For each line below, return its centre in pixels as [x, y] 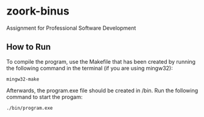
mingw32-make [23, 79]
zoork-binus [38, 11]
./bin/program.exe [30, 108]
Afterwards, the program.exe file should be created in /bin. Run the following [102, 90]
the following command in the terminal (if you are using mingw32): [90, 68]
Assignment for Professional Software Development [71, 28]
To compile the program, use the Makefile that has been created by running [101, 61]
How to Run [29, 47]
